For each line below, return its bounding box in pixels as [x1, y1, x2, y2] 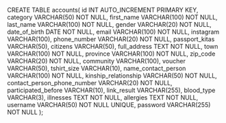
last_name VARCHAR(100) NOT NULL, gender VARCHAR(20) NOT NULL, [7, 21, 212, 28]
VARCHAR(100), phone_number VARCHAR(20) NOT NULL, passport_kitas [7, 35, 215, 43]
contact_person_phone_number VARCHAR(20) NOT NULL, [7, 79, 173, 87]
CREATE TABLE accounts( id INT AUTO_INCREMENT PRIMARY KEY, [7, 6, 199, 14]
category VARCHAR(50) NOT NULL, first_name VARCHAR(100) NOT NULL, [7, 13, 218, 21]
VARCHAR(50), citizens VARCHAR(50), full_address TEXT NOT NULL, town [7, 43, 218, 50]
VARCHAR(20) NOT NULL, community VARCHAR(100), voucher [7, 57, 186, 65]
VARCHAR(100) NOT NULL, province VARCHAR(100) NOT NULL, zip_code [7, 49, 216, 58]
